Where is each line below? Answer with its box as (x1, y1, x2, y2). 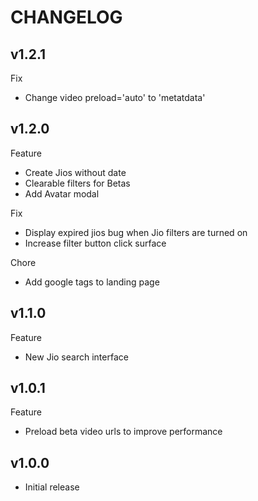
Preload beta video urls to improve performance (24, 426, 223, 438)
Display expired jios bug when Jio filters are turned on (24, 226, 248, 238)
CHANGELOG (10, 6, 123, 29)
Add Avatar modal (24, 187, 100, 200)
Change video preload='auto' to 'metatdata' (24, 92, 206, 103)
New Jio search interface (24, 351, 129, 363)
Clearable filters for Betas (24, 177, 131, 189)
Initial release (24, 481, 80, 493)
